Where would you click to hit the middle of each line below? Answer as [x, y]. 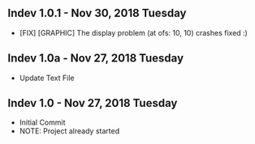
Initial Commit [42, 123]
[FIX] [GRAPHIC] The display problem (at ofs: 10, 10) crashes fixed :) [134, 32]
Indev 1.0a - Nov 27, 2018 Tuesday [96, 59]
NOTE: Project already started [69, 131]
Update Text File [47, 78]
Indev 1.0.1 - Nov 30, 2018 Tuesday [97, 13]
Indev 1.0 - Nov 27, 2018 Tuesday [93, 103]
